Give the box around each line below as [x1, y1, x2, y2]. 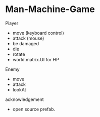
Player [5, 20, 19, 26]
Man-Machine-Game [5, 4, 95, 15]
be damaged [12, 40, 39, 46]
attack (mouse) [12, 35, 44, 41]
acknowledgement [5, 96, 44, 102]
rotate [12, 51, 25, 57]
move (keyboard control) [12, 30, 64, 36]
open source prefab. [12, 106, 56, 112]
